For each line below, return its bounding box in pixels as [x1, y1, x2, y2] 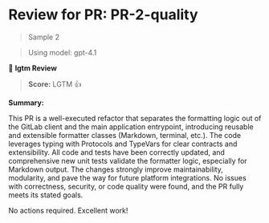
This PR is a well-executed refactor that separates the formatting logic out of [8, 113, 262, 123]
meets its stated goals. [8, 190, 84, 200]
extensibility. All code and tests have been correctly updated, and [8, 147, 225, 157]
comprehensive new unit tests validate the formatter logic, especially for [8, 156, 247, 165]
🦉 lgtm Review [8, 63, 58, 73]
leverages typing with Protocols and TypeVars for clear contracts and [8, 139, 238, 148]
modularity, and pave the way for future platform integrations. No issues [8, 172, 247, 182]
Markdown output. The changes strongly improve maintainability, [8, 164, 223, 174]
